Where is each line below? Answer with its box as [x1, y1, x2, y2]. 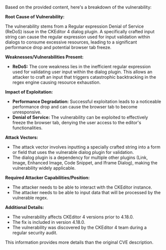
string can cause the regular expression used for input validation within [5, 34, 150, 40]
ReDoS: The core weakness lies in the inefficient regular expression [12, 64, 151, 69]
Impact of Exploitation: [5, 89, 53, 95]
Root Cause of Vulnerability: [5, 14, 65, 19]
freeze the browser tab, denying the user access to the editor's [12, 120, 141, 125]
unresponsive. [12, 109, 42, 115]
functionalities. [12, 125, 43, 131]
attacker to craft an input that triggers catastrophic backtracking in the [12, 74, 156, 80]
